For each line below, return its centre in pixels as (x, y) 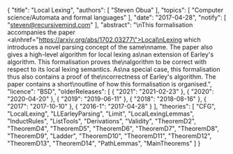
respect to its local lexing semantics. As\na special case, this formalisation (114, 69)
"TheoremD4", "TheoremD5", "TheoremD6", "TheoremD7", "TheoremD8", (113, 129)
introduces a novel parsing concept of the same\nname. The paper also (110, 47)
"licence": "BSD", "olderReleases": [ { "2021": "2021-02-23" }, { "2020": (111, 91)
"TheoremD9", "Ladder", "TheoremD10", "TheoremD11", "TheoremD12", (110, 136)
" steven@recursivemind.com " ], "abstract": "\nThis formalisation (100, 25)
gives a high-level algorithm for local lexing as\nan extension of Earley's (111, 54)
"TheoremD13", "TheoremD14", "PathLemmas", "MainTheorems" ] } (104, 143)
